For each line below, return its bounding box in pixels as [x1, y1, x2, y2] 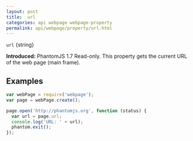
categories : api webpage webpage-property [6, 19, 112, 25]
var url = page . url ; [11, 113, 62, 119]
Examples [6, 76, 43, 86]
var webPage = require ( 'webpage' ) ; [6, 92, 94, 98]
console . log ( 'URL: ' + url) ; [11, 119, 83, 124]
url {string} [6, 41, 34, 48]
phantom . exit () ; [11, 124, 52, 130]
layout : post [6, 8, 38, 15]
